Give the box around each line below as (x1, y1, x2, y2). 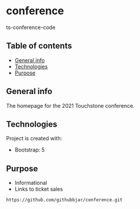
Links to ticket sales (14, 185, 63, 193)
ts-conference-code (6, 24, 56, 31)
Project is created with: (6, 135, 63, 142)
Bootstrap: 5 (14, 146, 45, 153)
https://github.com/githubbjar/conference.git (6, 197, 123, 203)
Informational (14, 179, 47, 187)
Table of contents (6, 41, 72, 51)
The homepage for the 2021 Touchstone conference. (6, 102, 135, 109)
